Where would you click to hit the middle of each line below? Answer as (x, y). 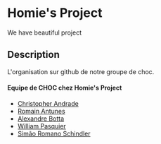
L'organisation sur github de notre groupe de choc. (81, 71)
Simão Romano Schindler (54, 133)
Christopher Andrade (48, 103)
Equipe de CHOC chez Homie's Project (65, 88)
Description (33, 55)
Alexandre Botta (41, 119)
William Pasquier (42, 126)
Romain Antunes (41, 111)
